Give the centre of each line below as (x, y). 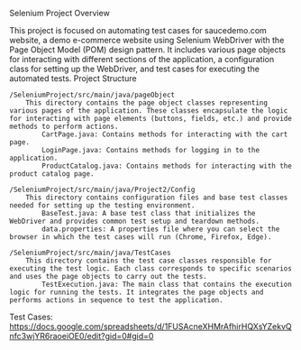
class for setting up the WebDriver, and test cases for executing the (134, 69)
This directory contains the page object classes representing (147, 103)
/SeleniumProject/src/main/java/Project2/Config (102, 189)
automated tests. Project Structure (73, 78)
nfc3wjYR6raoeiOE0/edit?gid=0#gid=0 (82, 336)
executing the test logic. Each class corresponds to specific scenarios (151, 269)
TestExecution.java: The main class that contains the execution (167, 284)
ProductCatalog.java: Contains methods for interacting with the (167, 166)
